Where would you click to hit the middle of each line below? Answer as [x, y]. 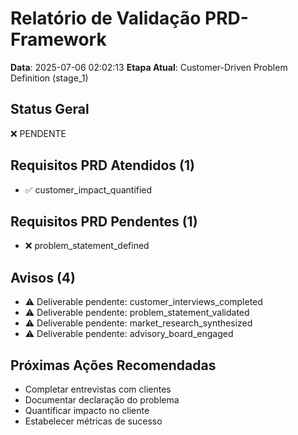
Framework [58, 39]
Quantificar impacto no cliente [87, 410]
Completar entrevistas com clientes [98, 389]
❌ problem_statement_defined [87, 246]
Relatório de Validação [106, 18]
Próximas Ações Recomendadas [113, 365]
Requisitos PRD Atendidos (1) [102, 165]
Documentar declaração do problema [102, 400]
